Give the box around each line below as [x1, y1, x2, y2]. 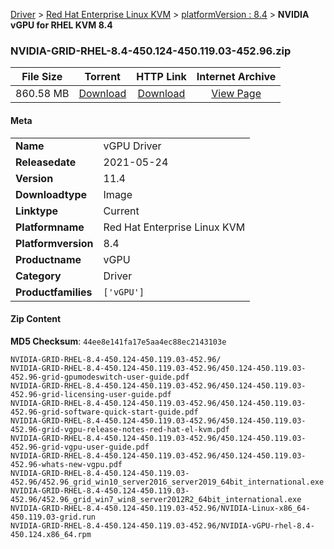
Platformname [15, 220, 85, 234]
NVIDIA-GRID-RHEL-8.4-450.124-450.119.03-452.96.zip [10, 44, 292, 58]
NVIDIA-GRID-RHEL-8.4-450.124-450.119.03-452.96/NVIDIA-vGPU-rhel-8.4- [10, 520, 315, 531]
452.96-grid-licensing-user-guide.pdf [10, 389, 172, 399]
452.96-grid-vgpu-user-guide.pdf [10, 442, 150, 452]
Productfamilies [15, 285, 93, 299]
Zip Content [10, 313, 62, 325]
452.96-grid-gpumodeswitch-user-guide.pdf [10, 372, 190, 382]
